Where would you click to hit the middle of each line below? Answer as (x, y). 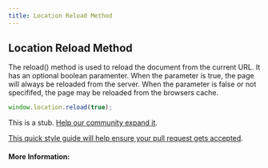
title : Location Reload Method (60, 16)
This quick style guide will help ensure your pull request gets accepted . (126, 138)
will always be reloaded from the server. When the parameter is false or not (132, 84)
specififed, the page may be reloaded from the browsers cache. (113, 93)
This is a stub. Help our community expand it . (83, 123)
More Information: (39, 156)
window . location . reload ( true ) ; (60, 108)
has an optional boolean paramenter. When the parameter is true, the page (131, 76)
